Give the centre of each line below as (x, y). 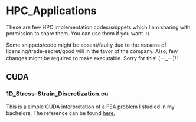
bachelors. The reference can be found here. (61, 113)
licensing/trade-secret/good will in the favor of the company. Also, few (92, 51)
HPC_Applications (51, 11)
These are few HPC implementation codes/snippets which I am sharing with (98, 27)
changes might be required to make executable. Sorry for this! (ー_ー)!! (92, 58)
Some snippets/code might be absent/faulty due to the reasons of (86, 45)
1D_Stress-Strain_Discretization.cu (57, 94)
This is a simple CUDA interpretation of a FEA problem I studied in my (91, 107)
